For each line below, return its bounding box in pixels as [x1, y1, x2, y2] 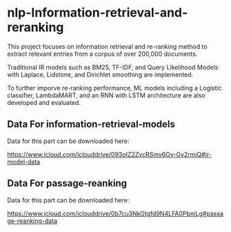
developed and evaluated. [7, 98, 81, 106]
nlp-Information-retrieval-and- [7, 5, 188, 21]
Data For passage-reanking [7, 177, 128, 189]
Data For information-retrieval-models [7, 119, 176, 130]
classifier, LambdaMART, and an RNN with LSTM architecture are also [7, 91, 205, 99]
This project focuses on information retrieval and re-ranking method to [7, 42, 208, 50]
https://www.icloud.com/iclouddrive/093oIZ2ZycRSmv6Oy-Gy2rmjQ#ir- [7, 150, 212, 158]
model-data [7, 157, 41, 166]
